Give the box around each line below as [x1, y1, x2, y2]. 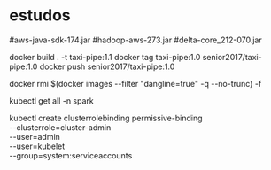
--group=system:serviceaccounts [9, 150, 133, 160]
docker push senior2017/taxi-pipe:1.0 [39, 61, 175, 72]
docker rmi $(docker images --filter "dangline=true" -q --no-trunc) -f [9, 78, 262, 89]
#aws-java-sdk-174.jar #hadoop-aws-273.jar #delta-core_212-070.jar [9, 35, 263, 45]
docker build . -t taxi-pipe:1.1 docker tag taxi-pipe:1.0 [9, 51, 201, 62]
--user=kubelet [9, 141, 66, 151]
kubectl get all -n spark [9, 95, 95, 106]
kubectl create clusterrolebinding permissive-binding [9, 112, 203, 123]
